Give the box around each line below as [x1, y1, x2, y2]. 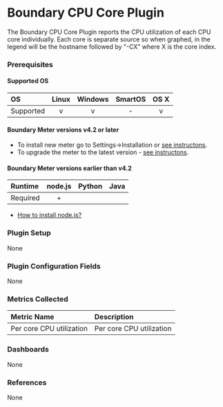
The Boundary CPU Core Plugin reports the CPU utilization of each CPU [7, 28, 211, 36]
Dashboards [7, 345, 50, 354]
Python [78, 181, 103, 191]
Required [10, 193, 40, 203]
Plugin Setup [7, 228, 51, 238]
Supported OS [7, 77, 49, 85]
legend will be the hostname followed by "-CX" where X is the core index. [7, 42, 217, 51]
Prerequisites [7, 60, 53, 69]
